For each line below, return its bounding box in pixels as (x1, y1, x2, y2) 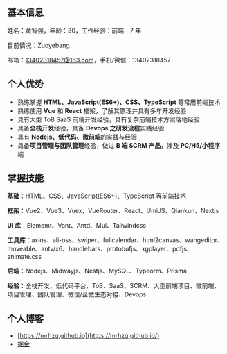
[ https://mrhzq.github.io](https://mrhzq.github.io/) (17, 332, 160, 340)
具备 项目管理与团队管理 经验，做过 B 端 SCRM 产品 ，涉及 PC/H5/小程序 (17, 141, 221, 149)
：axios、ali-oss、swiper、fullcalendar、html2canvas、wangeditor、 (25, 236, 224, 244)
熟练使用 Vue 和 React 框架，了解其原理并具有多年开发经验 (17, 106, 187, 115)
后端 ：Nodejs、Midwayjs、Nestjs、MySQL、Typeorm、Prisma (7, 267, 187, 276)
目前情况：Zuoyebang (7, 41, 71, 49)
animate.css (7, 253, 42, 261)
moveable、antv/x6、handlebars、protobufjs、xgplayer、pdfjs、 (7, 245, 193, 253)
